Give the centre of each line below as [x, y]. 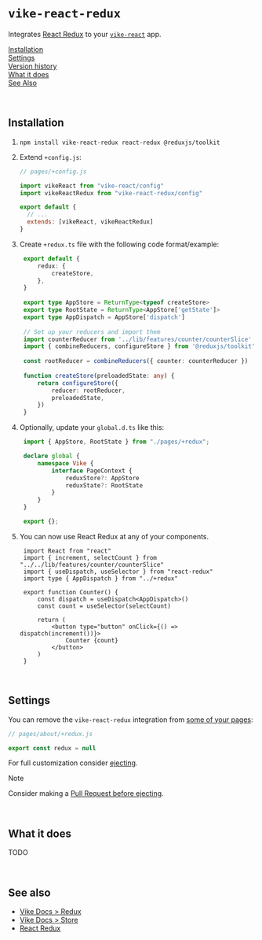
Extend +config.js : [51, 157]
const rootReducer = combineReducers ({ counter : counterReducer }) [136, 361]
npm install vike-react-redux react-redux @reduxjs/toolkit [120, 142]
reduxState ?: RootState [104, 485]
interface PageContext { [92, 471]
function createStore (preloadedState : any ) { [99, 376]
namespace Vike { [65, 463]
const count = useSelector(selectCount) [104, 606]
